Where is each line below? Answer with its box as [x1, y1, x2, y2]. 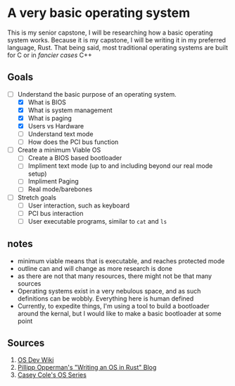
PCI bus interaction [27, 209, 84, 217]
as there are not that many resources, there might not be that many [17, 272, 212, 280]
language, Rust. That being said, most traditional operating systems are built [7, 43, 229, 52]
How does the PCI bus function [27, 138, 119, 146]
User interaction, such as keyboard [27, 201, 130, 210]
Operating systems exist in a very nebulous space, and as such [17, 287, 201, 295]
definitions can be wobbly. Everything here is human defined [17, 294, 194, 303]
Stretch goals [17, 193, 56, 202]
